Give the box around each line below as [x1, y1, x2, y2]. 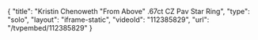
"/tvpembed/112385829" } [7, 24, 93, 32]
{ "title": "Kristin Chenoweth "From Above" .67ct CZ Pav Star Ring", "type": [7, 7, 250, 16]
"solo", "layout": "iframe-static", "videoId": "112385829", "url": [7, 15, 210, 24]
